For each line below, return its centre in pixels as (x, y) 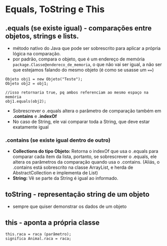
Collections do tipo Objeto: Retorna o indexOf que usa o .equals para (85, 151)
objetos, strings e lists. (42, 36)
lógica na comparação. (37, 54)
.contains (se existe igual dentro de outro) (58, 140)
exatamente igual (31, 127)
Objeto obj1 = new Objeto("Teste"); (44, 79)
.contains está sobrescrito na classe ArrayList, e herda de (73, 167)
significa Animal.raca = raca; (38, 238)
